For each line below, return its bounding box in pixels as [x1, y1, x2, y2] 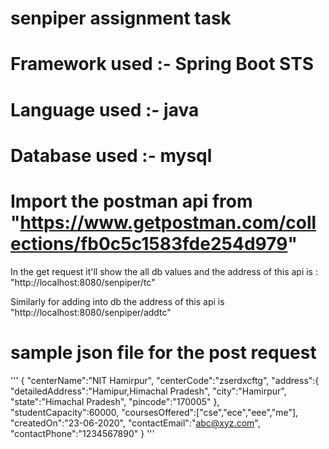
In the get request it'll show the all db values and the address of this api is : [10, 265, 318, 277]
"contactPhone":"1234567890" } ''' [10, 427, 155, 439]
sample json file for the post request [10, 341, 317, 364]
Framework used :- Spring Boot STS [10, 53, 315, 76]
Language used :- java [10, 98, 200, 121]
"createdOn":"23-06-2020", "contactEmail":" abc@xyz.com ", [10, 417, 261, 429]
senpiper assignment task [10, 7, 232, 30]
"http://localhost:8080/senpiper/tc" [10, 276, 156, 288]
